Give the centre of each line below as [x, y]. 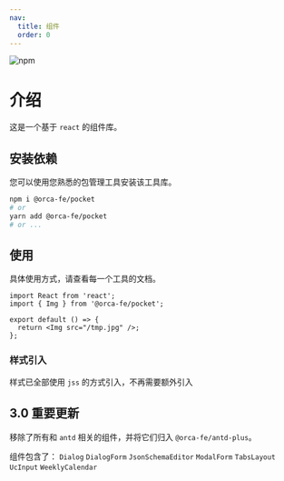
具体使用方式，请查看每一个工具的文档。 [85, 279]
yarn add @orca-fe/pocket [58, 216]
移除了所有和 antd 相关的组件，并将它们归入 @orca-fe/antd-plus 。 [133, 436]
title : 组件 [39, 26]
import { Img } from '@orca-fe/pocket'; [87, 304]
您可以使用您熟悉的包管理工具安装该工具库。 [93, 182]
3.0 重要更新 [44, 413]
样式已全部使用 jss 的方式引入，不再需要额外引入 [101, 382]
